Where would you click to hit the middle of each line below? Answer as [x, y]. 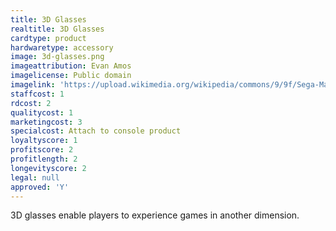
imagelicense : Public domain [71, 76]
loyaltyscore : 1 [44, 141]
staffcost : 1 [37, 94]
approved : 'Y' [40, 187]
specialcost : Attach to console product [96, 131]
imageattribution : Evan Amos [71, 66]
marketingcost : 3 [46, 122]
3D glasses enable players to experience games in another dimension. [155, 215]
